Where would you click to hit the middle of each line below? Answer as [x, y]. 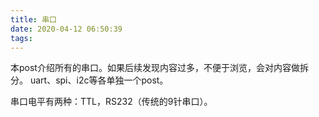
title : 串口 [33, 19]
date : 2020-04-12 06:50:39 [66, 29]
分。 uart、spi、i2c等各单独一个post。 [89, 80]
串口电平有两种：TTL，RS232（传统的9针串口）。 [111, 102]
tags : [21, 38]
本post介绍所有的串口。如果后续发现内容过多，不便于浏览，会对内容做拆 [159, 68]
